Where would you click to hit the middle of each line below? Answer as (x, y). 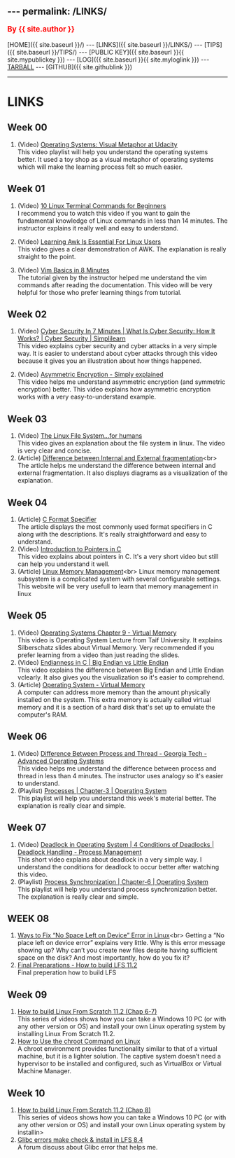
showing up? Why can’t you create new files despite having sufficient (117, 950)
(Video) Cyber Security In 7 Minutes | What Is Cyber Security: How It (116, 331)
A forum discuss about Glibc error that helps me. (87, 1147)
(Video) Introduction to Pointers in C (69, 549)
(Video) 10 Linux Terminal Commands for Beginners (92, 205)
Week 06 (27, 737)
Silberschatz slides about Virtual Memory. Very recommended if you (116, 647)
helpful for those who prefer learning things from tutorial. (99, 292)
